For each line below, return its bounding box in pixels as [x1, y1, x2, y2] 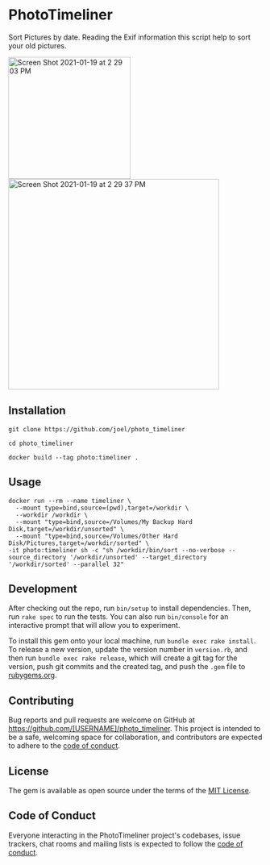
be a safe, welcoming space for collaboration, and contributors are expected [8, 732, 263, 742]
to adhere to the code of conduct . [8, 741, 121, 751]
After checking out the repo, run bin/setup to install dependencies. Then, [8, 603, 251, 613]
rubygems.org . [8, 671, 57, 680]
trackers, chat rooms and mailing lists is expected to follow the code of [8, 838, 243, 848]
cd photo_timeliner [8, 439, 74, 447]
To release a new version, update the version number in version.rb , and [8, 645, 248, 655]
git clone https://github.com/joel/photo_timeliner [8, 425, 185, 433]
